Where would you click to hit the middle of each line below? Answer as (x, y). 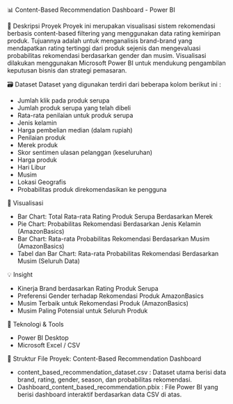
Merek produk (37, 145)
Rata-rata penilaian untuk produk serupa (75, 115)
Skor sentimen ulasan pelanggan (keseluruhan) (85, 152)
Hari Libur (32, 167)
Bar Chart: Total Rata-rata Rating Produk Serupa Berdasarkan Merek (115, 216)
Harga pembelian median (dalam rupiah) (75, 130)
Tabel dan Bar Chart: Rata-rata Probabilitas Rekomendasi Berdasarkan (118, 254)
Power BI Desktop (43, 338)
